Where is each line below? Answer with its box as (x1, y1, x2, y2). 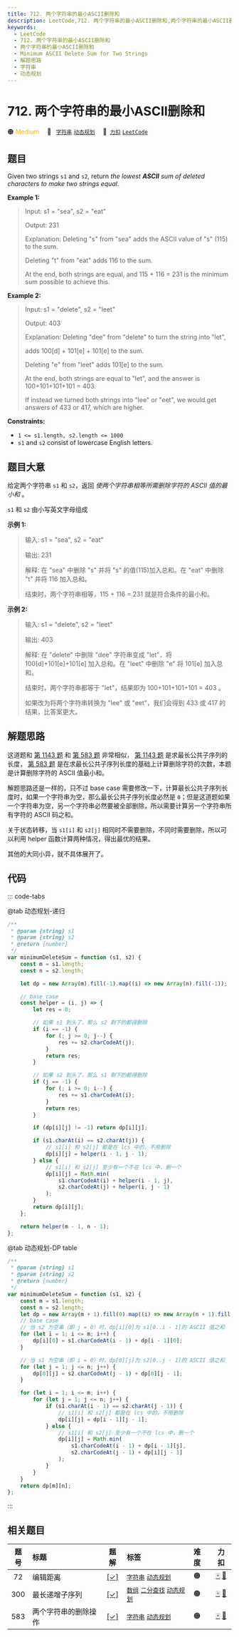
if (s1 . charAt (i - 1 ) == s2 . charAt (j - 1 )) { (45, 1402, 183, 1410)
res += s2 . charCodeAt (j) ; (58, 1039, 135, 1046)
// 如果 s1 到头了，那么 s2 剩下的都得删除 (33, 1019, 148, 1027)
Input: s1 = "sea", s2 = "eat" (24, 207, 107, 216)
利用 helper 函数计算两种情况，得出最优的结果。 (13, 834, 154, 843)
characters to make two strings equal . (7, 180, 119, 188)
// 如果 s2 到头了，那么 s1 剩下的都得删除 (33, 1072, 148, 1079)
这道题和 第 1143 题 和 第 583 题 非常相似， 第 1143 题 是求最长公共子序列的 (7, 750, 228, 759)
